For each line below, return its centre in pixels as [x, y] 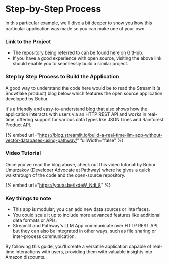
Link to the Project [28, 41]
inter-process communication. [44, 236]
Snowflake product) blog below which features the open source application [84, 93]
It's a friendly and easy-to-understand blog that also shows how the [76, 109]
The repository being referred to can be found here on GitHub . [78, 53]
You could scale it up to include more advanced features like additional [87, 215]
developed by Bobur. [27, 99]
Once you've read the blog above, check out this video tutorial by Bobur [80, 164]
